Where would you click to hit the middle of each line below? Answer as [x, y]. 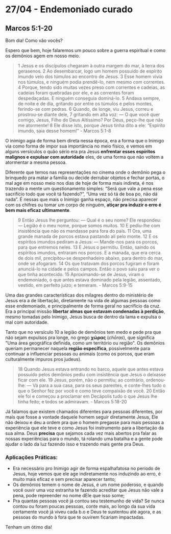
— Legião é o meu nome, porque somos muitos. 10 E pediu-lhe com [89, 225]
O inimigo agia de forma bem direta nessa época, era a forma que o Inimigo [85, 141]
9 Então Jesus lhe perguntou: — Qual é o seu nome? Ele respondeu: [90, 220]
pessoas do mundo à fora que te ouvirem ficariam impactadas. [79, 517]
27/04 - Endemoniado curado [69, 9]
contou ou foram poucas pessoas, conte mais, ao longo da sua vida [84, 506]
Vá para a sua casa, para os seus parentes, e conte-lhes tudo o [99, 385]
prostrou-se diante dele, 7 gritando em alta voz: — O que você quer [89, 114]
